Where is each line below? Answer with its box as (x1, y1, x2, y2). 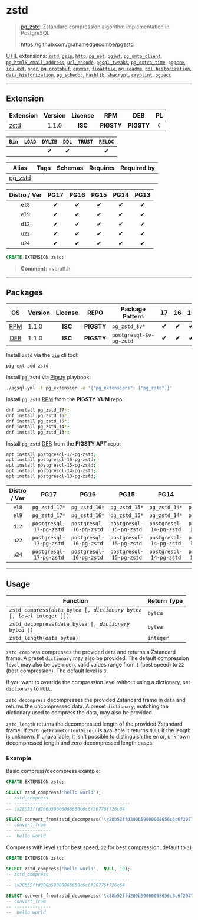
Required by (120, 164, 155, 172)
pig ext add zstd (6, 363, 49, 369)
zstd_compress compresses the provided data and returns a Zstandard (6, 648, 176, 655)
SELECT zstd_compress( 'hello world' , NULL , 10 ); (6, 866, 131, 872)
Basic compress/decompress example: (6, 768, 101, 775)
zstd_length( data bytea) (9, 635, 79, 641)
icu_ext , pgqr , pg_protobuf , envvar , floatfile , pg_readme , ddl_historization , (6, 64, 192, 71)
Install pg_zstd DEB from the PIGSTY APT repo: (6, 440, 121, 447)
